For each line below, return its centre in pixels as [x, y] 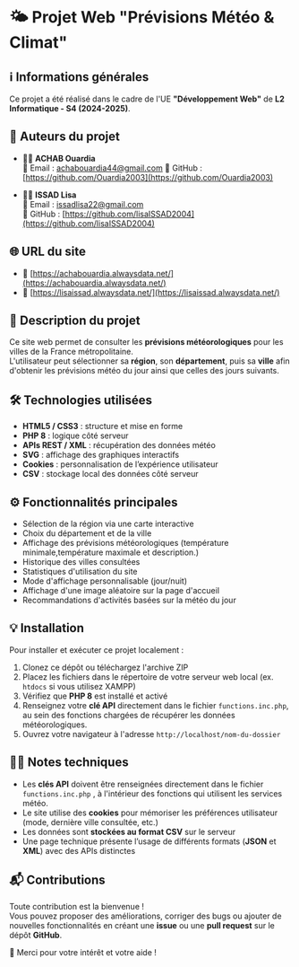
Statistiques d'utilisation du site [80, 572]
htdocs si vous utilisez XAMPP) [79, 686]
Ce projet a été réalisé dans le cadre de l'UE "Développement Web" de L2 [147, 99]
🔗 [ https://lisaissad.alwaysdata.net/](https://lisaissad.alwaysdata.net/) [151, 292]
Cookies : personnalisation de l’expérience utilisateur [120, 464]
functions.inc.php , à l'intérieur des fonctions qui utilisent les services [152, 793]
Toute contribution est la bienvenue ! [77, 906]
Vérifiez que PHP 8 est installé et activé [95, 696]
